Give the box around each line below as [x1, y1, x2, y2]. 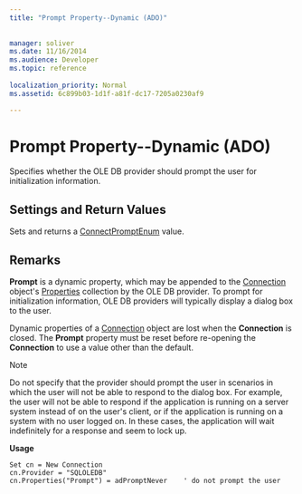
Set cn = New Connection [9, 460, 103, 470]
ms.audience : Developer [9, 55, 99, 64]
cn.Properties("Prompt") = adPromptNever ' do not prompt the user [9, 477, 281, 486]
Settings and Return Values [9, 201, 166, 218]
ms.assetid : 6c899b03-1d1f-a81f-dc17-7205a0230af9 [9, 89, 204, 98]
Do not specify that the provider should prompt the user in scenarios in [9, 377, 274, 388]
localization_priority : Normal [9, 81, 127, 90]
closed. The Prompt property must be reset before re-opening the [9, 333, 256, 344]
